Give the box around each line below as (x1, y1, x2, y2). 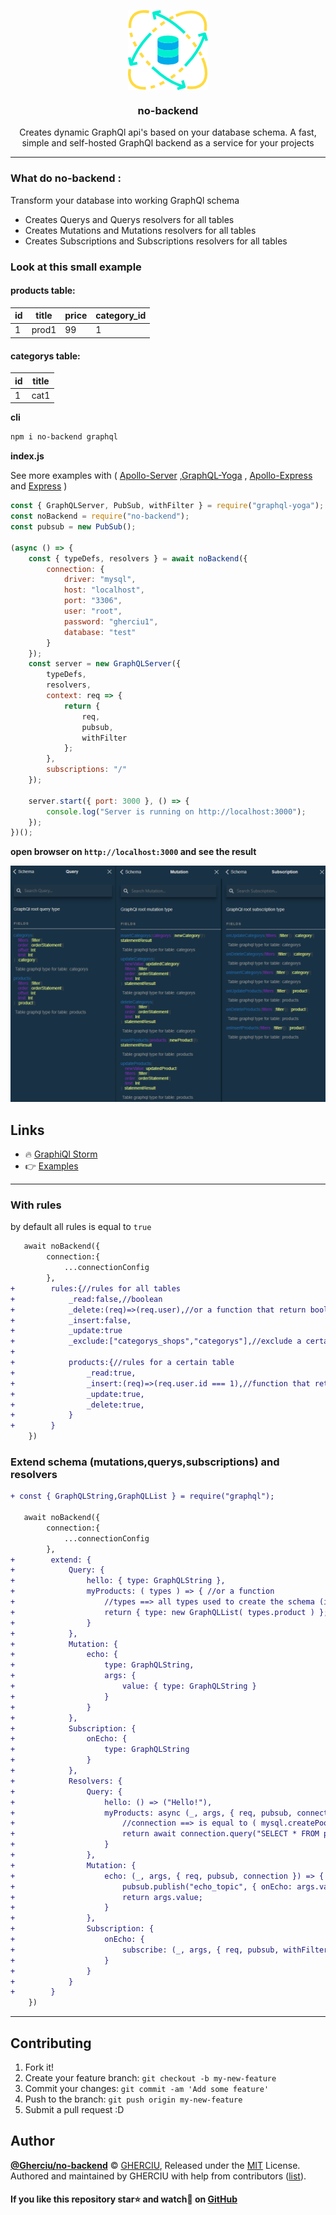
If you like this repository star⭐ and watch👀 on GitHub (10, 2193, 238, 2205)
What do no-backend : (10, 171, 122, 185)
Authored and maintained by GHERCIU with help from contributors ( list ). (10, 2170, 307, 2182)
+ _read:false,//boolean (10, 1294, 163, 1304)
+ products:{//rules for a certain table (10, 1358, 235, 1368)
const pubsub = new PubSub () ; (10, 522, 137, 532)
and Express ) (10, 480, 68, 492)
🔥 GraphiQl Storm (24, 1148, 98, 1160)
